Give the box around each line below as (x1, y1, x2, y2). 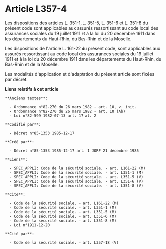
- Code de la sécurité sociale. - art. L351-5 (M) (9, 209, 117, 214)
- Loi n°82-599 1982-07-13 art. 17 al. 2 (9, 113, 97, 118)
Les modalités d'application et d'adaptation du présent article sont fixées (5, 71, 155, 77)
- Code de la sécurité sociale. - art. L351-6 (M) (9, 214, 117, 219)
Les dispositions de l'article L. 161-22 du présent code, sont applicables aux (5, 45, 161, 51)
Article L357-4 (5, 3, 67, 15)
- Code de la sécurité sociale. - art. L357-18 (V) (9, 240, 119, 245)
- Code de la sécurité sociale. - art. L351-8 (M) (9, 218, 117, 223)
